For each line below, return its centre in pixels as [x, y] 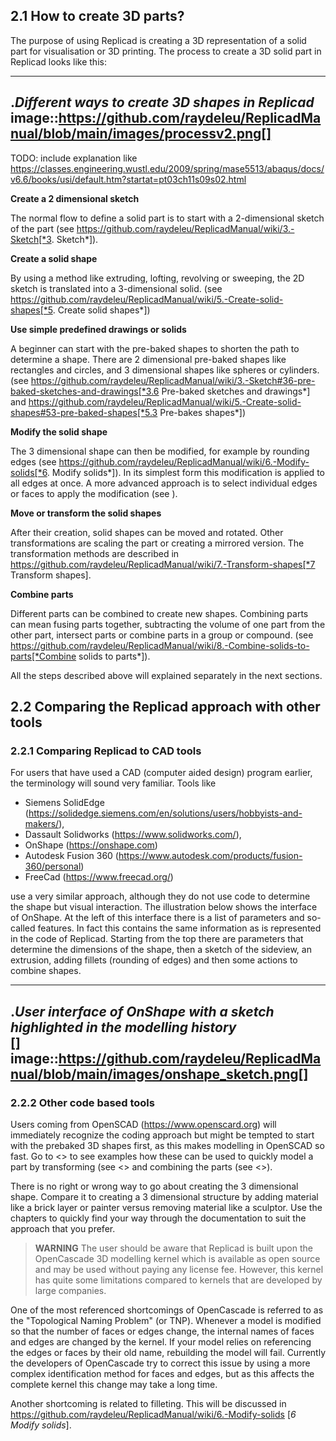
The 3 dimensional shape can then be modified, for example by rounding [160, 451]
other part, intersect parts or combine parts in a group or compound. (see [162, 635]
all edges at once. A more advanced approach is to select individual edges [164, 483]
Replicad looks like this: [58, 61]
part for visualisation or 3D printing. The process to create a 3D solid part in [166, 51]
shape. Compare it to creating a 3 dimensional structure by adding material [164, 1197]
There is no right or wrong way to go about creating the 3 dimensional [154, 1186]
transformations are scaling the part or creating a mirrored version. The [157, 543]
